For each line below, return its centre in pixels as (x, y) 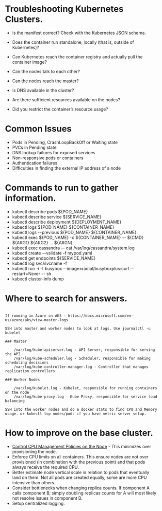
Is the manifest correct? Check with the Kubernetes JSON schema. (79, 33)
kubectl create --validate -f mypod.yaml (52, 253)
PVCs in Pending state (34, 147)
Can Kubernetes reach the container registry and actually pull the (77, 56)
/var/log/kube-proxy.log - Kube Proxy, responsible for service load (86, 397)
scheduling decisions (27, 363)
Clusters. (24, 19)
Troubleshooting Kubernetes (64, 9)
